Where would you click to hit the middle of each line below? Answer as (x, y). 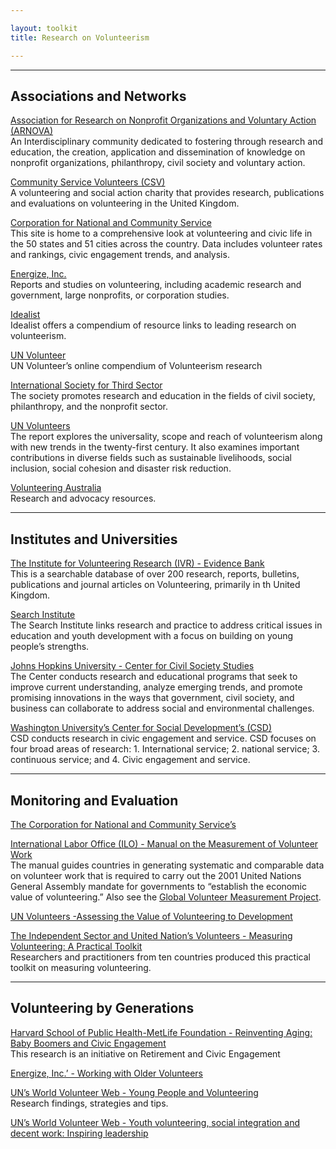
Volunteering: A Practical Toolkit (76, 946)
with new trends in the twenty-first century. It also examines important (155, 447)
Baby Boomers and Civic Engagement (88, 1043)
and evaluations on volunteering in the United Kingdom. (125, 203)
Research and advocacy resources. (83, 498)
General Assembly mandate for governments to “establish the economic (158, 886)
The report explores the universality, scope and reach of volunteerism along (166, 437)
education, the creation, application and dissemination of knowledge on (158, 152)
